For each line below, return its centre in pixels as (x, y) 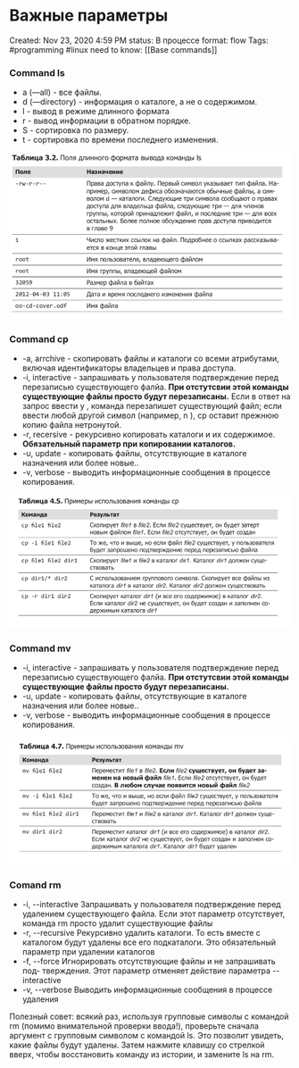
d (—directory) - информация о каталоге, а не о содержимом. (140, 102)
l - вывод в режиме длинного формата (96, 112)
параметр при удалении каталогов (88, 951)
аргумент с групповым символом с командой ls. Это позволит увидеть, (146, 1035)
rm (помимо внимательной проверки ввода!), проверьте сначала (134, 1026)
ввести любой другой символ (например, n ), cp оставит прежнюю (150, 415)
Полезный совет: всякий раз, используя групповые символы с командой (149, 1016)
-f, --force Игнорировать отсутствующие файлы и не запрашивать (149, 961)
